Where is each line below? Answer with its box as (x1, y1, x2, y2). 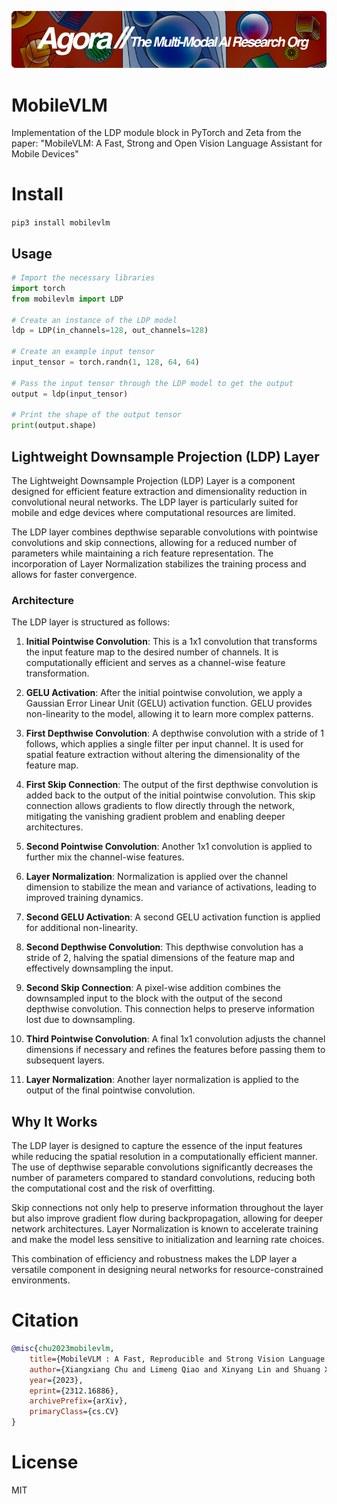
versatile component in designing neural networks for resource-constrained (11, 1264, 324, 1276)
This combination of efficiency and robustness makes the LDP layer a (11, 1253, 298, 1265)
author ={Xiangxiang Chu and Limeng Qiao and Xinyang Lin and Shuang (29, 1364, 321, 1375)
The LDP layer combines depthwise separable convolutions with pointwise (11, 526, 319, 538)
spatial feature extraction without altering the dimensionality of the (25, 749, 301, 761)
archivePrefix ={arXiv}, (29, 1396, 129, 1406)
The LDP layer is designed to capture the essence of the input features (11, 1140, 303, 1152)
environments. (11, 1274, 71, 1286)
